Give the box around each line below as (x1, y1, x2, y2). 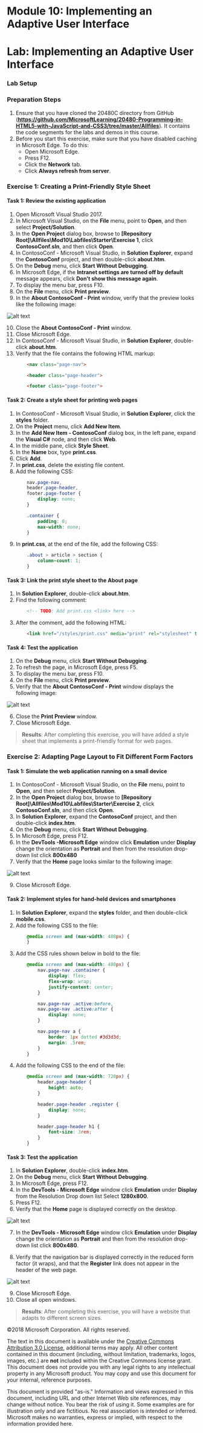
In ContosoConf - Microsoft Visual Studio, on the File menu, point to (15, 781, 185, 788)
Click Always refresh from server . (24, 167, 111, 174)
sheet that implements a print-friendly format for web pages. (21, 737, 173, 745)
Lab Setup (7, 79, 37, 88)
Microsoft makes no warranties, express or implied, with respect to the (7, 1414, 183, 1421)
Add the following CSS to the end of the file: (15, 1062, 126, 1069)
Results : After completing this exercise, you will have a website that (21, 1308, 190, 1315)
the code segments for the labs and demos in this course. (15, 128, 159, 135)
